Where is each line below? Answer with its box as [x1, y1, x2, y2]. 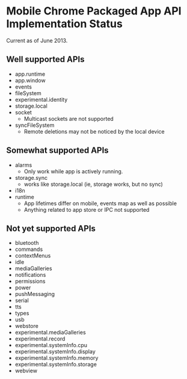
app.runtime [14, 70, 46, 78]
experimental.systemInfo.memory [14, 354, 99, 362]
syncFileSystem [14, 122, 55, 129]
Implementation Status [6, 17, 123, 31]
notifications [14, 271, 46, 279]
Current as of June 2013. [6, 37, 68, 44]
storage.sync [14, 174, 48, 181]
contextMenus [14, 252, 51, 259]
